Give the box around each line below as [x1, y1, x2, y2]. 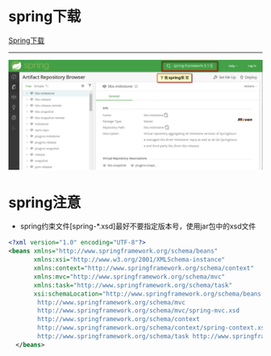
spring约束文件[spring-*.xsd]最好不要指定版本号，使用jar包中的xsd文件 [19, 221, 256, 231]
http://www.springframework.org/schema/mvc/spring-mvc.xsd [37, 307, 240, 315]
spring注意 [8, 193, 81, 212]
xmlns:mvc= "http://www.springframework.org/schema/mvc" [33, 272, 226, 281]
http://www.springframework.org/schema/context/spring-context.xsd [37, 324, 269, 332]
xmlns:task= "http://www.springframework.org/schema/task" [33, 281, 232, 289]
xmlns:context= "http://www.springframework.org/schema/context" [33, 264, 254, 273]
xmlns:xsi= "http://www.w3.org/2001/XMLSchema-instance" [33, 256, 226, 264]
